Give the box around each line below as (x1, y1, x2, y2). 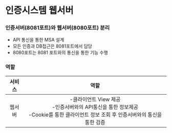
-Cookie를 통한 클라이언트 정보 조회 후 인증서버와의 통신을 (28, 111, 162, 118)
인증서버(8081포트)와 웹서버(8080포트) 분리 (5, 24, 110, 31)
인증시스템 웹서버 (5, 5, 74, 16)
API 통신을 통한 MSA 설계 (12, 37, 64, 43)
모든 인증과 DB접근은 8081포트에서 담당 (12, 43, 92, 49)
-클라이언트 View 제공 (69, 96, 121, 103)
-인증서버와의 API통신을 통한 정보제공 (52, 103, 139, 110)
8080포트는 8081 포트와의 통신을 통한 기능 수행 (12, 50, 109, 56)
